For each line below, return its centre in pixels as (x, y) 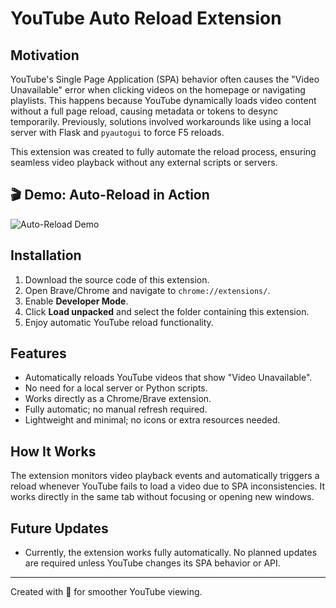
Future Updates (59, 528)
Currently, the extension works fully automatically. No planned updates (171, 553)
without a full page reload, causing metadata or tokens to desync (144, 111)
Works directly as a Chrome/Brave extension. (118, 399)
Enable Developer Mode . (76, 301)
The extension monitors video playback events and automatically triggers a (165, 476)
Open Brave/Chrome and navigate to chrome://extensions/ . (147, 290)
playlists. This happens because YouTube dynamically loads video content (163, 100)
